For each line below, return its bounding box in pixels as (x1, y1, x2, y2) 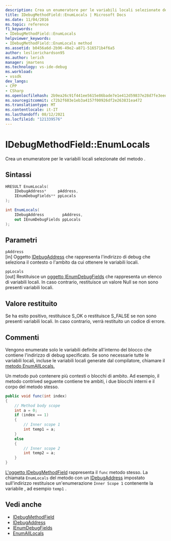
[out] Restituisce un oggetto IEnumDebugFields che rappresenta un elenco (5, 274, 162, 280)
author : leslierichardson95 (5, 50, 65, 55)
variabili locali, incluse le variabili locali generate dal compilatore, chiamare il (5, 357, 165, 363)
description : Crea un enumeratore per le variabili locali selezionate (5, 7, 160, 13)
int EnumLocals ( (5, 207, 40, 213)
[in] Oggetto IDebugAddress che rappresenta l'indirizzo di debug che (5, 254, 151, 260)
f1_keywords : (5, 27, 33, 32)
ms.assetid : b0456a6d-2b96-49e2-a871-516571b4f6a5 (5, 45, 115, 51)
